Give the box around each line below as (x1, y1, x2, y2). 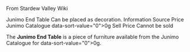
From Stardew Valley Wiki (6, 5, 68, 12)
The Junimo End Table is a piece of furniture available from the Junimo (6, 34, 179, 40)
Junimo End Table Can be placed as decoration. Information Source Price (6, 16, 184, 23)
